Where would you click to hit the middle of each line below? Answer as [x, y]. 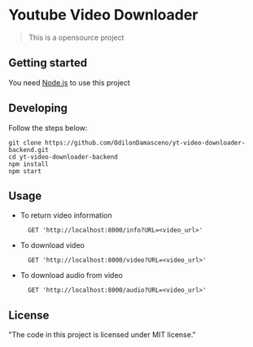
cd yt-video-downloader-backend [63, 157]
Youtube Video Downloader [103, 15]
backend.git [28, 150]
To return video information [66, 215]
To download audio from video [72, 275]
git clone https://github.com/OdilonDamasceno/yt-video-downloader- [127, 143]
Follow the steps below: [48, 128]
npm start [25, 171]
